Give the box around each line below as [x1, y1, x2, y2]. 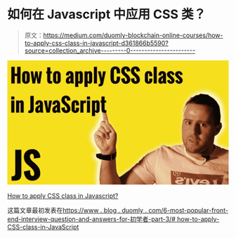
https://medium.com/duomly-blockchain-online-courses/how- [43, 31, 223, 39]
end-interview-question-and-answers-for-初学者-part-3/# [7, 215, 176, 223]
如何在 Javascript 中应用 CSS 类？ [7, 6, 206, 22]
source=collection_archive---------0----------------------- [24, 46, 195, 55]
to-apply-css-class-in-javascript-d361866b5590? [24, 39, 169, 47]
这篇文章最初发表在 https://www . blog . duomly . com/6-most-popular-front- [7, 206, 228, 215]
